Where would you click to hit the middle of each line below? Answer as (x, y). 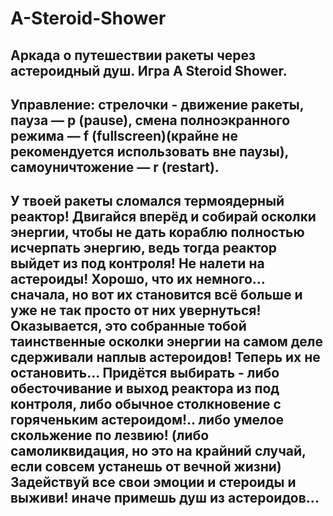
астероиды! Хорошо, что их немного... (138, 279)
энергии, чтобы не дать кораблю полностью (157, 232)
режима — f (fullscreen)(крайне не (124, 135)
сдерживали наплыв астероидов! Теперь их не (165, 357)
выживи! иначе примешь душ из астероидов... (165, 498)
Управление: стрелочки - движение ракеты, (157, 104)
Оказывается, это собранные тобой (128, 326)
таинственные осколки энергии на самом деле (166, 342)
